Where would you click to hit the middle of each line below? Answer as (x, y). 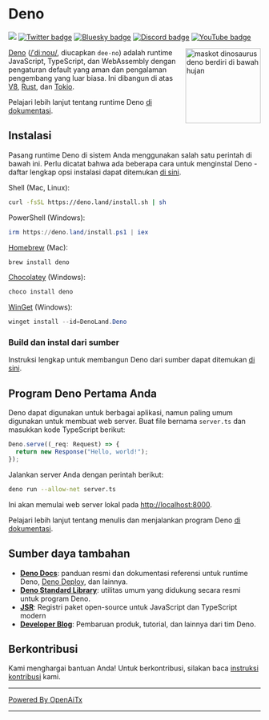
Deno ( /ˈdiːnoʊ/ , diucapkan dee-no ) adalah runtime (90, 52)
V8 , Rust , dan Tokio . (41, 86)
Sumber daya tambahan (69, 554)
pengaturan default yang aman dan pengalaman (87, 70)
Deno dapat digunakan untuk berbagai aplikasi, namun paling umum (121, 413)
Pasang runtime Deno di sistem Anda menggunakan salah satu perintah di (130, 155)
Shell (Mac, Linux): (39, 187)
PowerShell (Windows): (47, 218)
